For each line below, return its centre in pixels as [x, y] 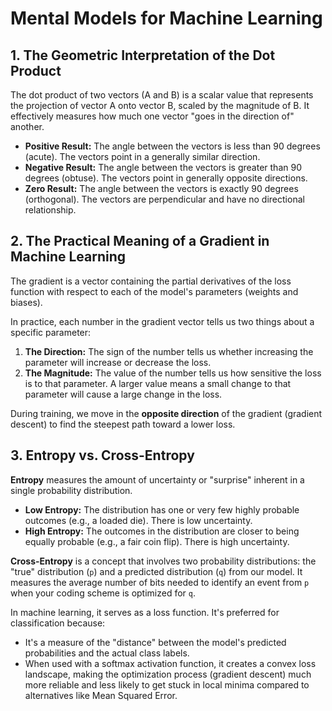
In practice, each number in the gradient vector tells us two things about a [162, 321]
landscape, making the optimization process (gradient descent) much [168, 674]
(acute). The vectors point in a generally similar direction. [142, 156]
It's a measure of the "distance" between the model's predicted [155, 642]
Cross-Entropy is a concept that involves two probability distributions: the [163, 561]
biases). [26, 302]
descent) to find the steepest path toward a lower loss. [123, 424]
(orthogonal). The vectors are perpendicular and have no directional [164, 199]
